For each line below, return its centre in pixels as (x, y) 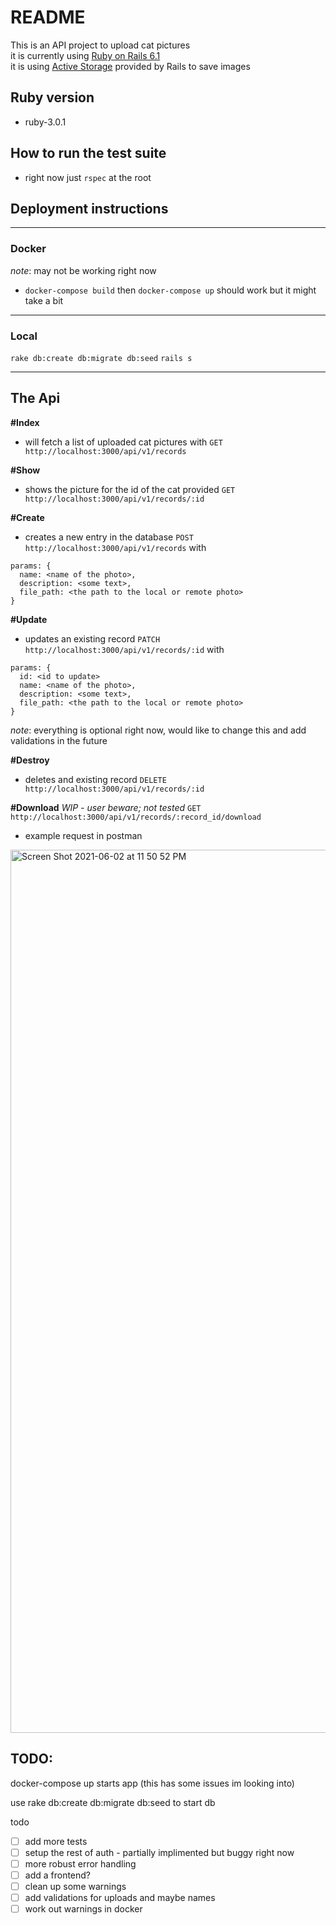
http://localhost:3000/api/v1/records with (115, 547)
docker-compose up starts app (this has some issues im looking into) (152, 1783)
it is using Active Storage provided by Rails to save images (130, 66)
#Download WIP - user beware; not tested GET (106, 807)
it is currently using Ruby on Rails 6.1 (85, 55)
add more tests (56, 1841)
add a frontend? (58, 1875)
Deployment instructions (89, 208)
